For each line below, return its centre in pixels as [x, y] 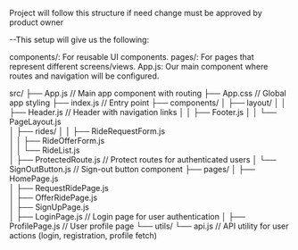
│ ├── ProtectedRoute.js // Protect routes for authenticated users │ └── [143, 159]
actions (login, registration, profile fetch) [83, 235]
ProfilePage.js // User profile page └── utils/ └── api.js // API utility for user [149, 226]
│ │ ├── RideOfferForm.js [57, 141]
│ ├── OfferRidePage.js [54, 197]
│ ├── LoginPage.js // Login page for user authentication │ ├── [127, 217]
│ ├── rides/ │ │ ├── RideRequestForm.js [87, 131]
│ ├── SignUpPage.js [49, 207]
